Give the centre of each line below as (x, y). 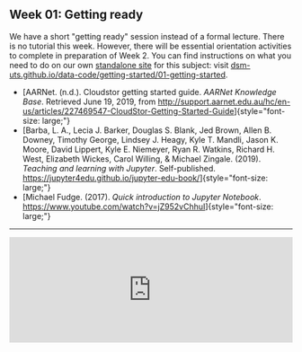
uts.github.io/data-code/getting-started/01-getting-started (118, 75)
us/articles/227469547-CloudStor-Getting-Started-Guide (128, 110)
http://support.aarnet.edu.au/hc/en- (224, 101)
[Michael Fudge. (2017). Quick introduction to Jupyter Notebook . (142, 197)
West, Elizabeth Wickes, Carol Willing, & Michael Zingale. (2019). (142, 158)
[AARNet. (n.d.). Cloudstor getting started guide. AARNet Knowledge (149, 92)
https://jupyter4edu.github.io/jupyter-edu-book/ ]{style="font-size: (145, 178)
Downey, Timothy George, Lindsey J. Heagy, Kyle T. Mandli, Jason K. (150, 139)
